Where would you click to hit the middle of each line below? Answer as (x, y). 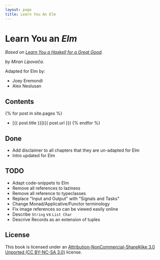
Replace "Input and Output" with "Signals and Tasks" (66, 198)
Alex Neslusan (27, 86)
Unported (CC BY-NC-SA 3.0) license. (44, 252)
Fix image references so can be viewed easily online (65, 209)
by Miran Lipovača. (25, 62)
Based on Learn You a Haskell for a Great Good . (54, 52)
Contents (20, 101)
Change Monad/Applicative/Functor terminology (61, 204)
